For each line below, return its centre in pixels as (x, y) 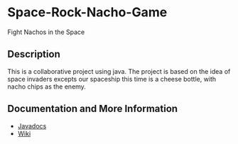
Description (34, 54)
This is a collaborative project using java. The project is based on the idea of (119, 71)
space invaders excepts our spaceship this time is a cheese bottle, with (112, 79)
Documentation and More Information (93, 109)
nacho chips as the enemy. (47, 87)
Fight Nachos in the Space (46, 32)
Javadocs (32, 126)
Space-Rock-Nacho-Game (87, 12)
